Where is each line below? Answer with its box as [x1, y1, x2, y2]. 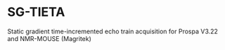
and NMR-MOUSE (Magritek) [7, 34, 91, 42]
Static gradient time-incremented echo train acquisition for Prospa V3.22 [7, 27, 218, 35]
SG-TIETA [7, 4, 65, 20]
